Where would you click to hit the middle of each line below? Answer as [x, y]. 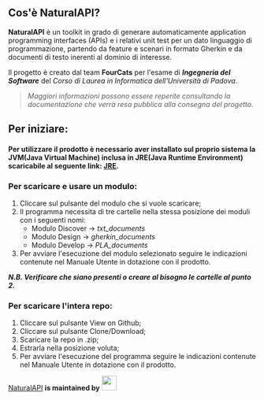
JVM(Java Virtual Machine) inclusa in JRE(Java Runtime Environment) [126, 157]
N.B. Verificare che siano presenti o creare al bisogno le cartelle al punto [130, 277]
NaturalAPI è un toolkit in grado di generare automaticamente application [127, 31]
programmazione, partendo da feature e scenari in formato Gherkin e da [125, 48]
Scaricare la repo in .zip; [59, 340]
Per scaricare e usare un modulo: [73, 186]
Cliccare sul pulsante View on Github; [80, 323]
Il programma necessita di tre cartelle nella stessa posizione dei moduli [135, 212]
